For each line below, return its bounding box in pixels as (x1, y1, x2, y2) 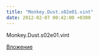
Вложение (6, 43, 33, 51)
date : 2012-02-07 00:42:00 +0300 (6, 15, 91, 21)
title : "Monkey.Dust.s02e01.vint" (6, 9, 94, 15)
